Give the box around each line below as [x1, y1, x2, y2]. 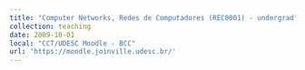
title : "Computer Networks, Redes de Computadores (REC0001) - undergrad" [9, 13, 299, 23]
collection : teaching [9, 22, 92, 31]
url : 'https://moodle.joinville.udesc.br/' [9, 47, 177, 56]
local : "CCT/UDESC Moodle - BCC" [9, 38, 136, 48]
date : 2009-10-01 [9, 30, 75, 39]
